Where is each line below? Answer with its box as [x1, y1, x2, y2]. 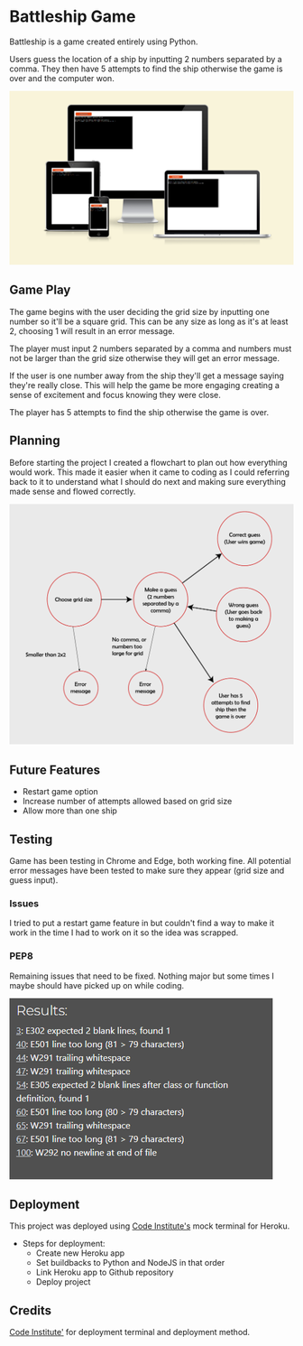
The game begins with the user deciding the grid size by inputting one [9, 306, 271, 317]
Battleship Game [9, 6, 136, 27]
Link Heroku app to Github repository [35, 1267, 174, 1278]
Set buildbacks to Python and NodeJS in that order [35, 1258, 225, 1268]
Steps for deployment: [22, 1239, 106, 1249]
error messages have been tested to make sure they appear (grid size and [9, 865, 285, 877]
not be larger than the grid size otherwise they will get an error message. [9, 352, 280, 363]
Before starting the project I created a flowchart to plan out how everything [9, 457, 288, 468]
